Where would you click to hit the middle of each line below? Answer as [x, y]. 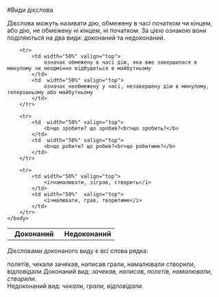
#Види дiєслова [30, 10]
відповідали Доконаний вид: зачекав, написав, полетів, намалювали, [110, 271]
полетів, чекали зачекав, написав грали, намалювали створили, [101, 264]
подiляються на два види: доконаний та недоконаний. [86, 38]
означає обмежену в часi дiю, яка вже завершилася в [120, 62]
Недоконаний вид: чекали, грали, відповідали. [75, 286]
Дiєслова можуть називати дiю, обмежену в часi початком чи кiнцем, [110, 23]
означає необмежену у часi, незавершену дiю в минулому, [127, 86]
